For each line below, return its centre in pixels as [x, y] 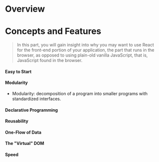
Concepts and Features [53, 31]
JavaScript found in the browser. [50, 61]
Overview [25, 9]
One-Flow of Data [23, 132]
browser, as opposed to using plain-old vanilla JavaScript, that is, [82, 55]
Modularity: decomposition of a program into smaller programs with [80, 93]
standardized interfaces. [36, 99]
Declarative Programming [32, 110]
